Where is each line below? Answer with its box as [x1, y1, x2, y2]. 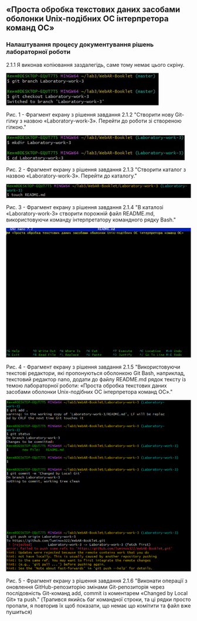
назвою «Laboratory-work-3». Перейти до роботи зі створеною [23, 117, 182, 124]
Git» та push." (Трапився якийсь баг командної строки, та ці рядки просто [6, 596, 191, 603]
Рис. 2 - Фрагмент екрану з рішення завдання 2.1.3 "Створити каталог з [6, 166, 186, 173]
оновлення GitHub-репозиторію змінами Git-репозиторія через [6, 583, 165, 591]
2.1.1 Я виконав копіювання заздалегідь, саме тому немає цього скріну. [6, 61, 185, 68]
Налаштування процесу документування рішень [6, 40, 154, 49]
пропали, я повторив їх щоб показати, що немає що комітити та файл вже [6, 602, 191, 609]
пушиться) [6, 608, 33, 615]
